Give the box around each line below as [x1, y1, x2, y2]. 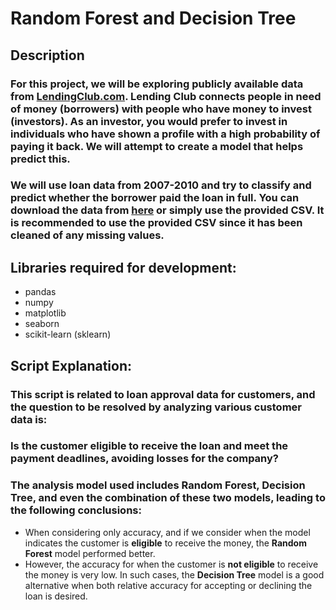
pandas [24, 286, 57, 298]
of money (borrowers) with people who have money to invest [10, 102, 312, 116]
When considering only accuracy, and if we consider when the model [24, 526, 311, 538]
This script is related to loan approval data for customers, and [10, 387, 316, 401]
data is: [10, 412, 48, 426]
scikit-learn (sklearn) [24, 328, 112, 341]
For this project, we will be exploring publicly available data [10, 77, 304, 91]
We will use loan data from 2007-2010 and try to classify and [10, 178, 312, 192]
